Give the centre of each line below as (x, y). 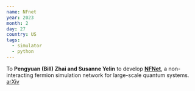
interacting (20, 75)
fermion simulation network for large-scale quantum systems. (112, 75)
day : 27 (16, 29)
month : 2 (17, 23)
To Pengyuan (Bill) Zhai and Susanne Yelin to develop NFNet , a (87, 69)
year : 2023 (20, 18)
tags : (13, 40)
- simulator (27, 46)
